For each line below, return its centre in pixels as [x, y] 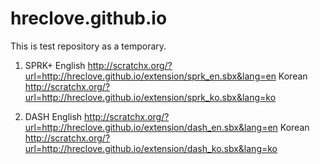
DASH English [53, 116]
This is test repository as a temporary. [88, 46]
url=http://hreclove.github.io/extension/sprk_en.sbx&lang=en [150, 76]
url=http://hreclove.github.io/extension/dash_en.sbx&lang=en [151, 127]
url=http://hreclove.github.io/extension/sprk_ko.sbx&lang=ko [150, 97]
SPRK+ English [55, 65]
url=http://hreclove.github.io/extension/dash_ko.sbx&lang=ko [151, 148]
